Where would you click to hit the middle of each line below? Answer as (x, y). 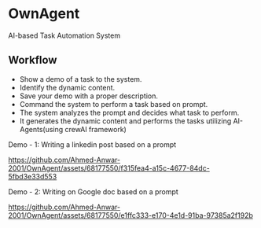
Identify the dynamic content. (67, 87)
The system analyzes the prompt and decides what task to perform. (129, 112)
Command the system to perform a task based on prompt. (114, 104)
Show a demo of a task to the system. (81, 79)
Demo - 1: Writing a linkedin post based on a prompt (92, 144)
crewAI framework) (96, 129)
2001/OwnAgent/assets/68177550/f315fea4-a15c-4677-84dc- (109, 168)
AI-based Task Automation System (64, 35)
